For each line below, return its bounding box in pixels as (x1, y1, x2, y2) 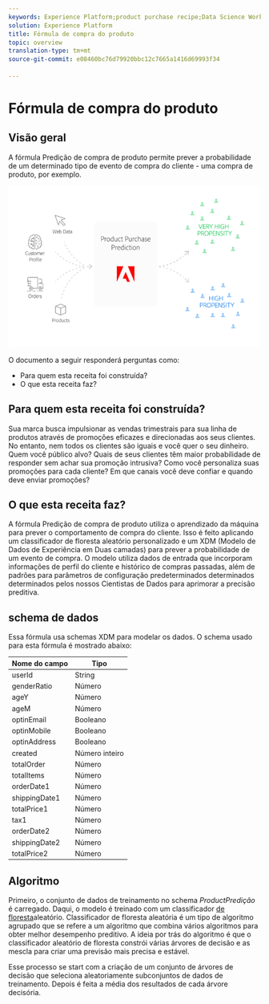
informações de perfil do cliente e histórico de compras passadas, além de (8, 562, 255, 571)
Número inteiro (74, 748, 124, 758)
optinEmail (11, 714, 46, 724)
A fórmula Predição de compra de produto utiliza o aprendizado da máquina (8, 519, 259, 529)
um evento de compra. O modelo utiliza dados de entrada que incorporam (8, 554, 253, 563)
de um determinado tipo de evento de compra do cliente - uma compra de (8, 161, 254, 170)
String (74, 670, 95, 680)
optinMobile (11, 726, 51, 736)
